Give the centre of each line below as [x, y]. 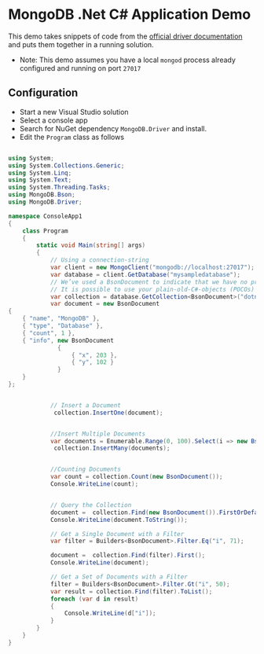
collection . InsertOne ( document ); [108, 413]
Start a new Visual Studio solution [74, 112]
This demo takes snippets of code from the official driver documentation [125, 36]
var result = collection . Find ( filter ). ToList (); [131, 591]
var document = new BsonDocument [104, 304]
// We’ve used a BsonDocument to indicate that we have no [148, 282]
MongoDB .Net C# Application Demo [130, 15]
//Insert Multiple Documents [98, 434]
